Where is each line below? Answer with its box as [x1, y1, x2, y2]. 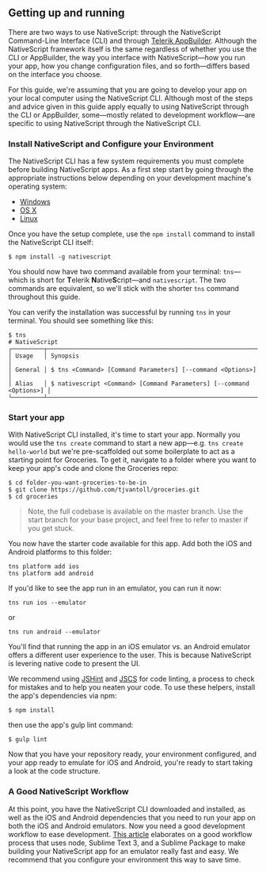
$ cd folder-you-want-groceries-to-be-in [8, 479, 147, 487]
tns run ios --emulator [8, 599, 87, 607]
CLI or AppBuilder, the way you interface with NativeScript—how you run [8, 52, 245, 62]
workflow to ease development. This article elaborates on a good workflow [8, 829, 253, 839]
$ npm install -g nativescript [8, 253, 112, 261]
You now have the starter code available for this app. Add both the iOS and [8, 539, 252, 549]
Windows [19, 197, 51, 207]
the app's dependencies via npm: [8, 691, 117, 701]
